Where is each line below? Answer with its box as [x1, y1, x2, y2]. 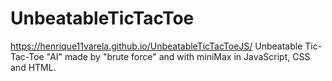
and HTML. [10, 61, 57, 73]
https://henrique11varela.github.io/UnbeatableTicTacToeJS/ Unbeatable [10, 40, 303, 52]
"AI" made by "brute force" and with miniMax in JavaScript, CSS [46, 50, 311, 62]
